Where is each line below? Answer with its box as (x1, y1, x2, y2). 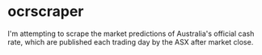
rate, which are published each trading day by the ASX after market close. (7, 37, 254, 46)
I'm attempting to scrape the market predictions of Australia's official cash (7, 29, 255, 38)
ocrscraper (7, 2, 84, 21)
